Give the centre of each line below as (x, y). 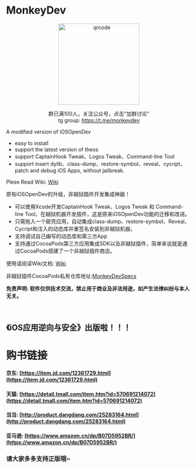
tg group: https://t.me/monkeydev (99, 120)
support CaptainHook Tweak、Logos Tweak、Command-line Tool (94, 156)
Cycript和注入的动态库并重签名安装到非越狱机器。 (75, 228)
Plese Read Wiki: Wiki (32, 182)
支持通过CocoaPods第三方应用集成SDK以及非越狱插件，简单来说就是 (98, 243)
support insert (32, 163)
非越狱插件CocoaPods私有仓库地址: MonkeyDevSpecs (71, 276)
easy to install (31, 143)
